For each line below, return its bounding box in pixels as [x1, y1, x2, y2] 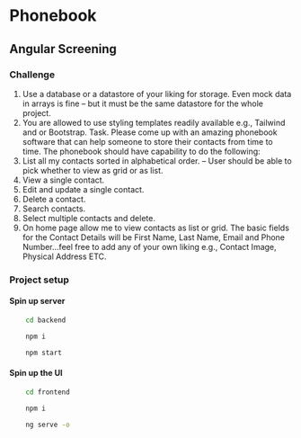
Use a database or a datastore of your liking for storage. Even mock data [22, 88, 292, 99]
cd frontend [25, 388, 70, 397]
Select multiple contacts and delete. [22, 212, 155, 223]
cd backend [25, 316, 66, 325]
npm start [25, 348, 63, 357]
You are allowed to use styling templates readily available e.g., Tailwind [22, 117, 286, 128]
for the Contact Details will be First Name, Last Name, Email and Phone [22, 231, 286, 243]
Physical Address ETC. [22, 251, 107, 262]
